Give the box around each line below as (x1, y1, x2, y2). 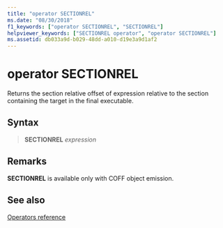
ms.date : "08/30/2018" (7, 17, 73, 24)
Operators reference (7, 213, 66, 221)
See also (7, 195, 45, 206)
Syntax (7, 116, 39, 129)
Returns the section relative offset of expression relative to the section (7, 89, 209, 98)
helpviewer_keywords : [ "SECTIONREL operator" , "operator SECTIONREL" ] (7, 29, 217, 37)
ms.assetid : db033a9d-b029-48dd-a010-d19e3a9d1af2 (7, 36, 157, 43)
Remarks (7, 155, 47, 167)
